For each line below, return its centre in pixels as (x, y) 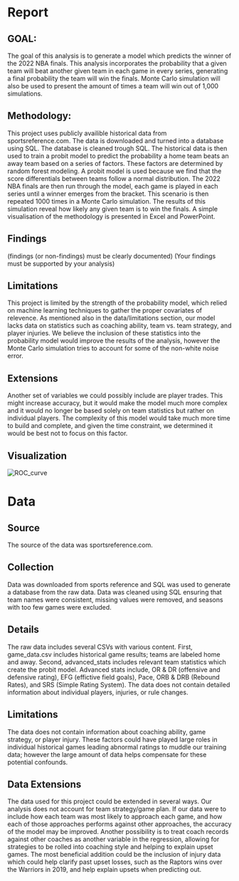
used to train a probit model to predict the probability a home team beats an (118, 156)
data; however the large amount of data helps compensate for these (107, 754)
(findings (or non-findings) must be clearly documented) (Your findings (112, 256)
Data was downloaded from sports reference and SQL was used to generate (119, 584)
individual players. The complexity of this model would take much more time (119, 418)
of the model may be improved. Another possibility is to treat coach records (118, 832)
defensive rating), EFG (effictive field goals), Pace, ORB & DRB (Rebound (114, 677)
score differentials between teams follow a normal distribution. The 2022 (114, 178)
